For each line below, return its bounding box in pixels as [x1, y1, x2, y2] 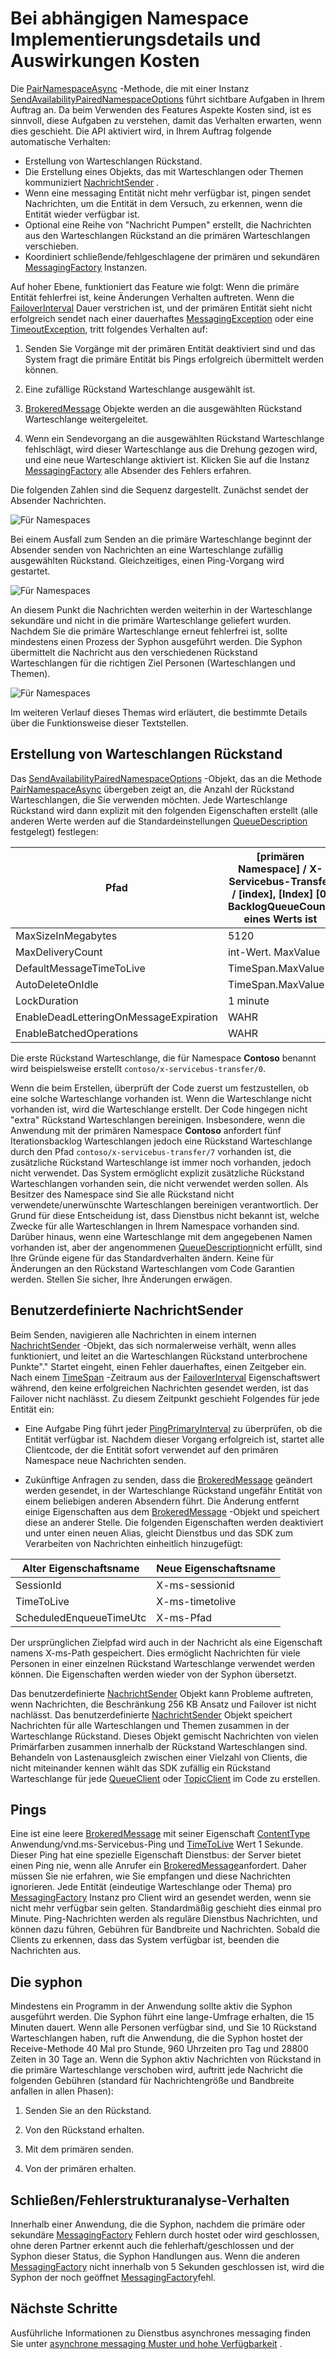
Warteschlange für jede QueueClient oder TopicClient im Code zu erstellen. [10, 1772, 321, 1784]
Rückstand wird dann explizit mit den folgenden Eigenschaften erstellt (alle [10, 804, 318, 816]
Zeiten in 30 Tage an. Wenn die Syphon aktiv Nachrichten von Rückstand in [10, 2053, 322, 2066]
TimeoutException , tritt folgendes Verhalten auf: [10, 323, 208, 335]
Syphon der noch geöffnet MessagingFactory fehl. [10, 2272, 217, 2283]
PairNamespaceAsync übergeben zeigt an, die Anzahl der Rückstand [10, 783, 295, 795]
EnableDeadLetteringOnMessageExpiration [15, 1010, 218, 1024]
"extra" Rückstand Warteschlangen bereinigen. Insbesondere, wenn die [10, 1113, 306, 1126]
